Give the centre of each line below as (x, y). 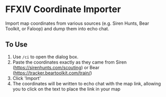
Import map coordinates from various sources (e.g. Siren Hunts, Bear (77, 23)
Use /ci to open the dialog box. (45, 57)
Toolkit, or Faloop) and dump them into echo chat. (57, 28)
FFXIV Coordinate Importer (63, 9)
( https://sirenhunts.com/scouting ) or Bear (56, 67)
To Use (16, 45)
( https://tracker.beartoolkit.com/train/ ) (52, 73)
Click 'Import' (27, 78)
